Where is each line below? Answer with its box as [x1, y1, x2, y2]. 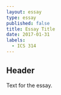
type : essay [6, 15, 36, 21]
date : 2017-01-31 [6, 32, 50, 38]
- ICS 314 [11, 43, 36, 49]
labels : [6, 37, 26, 43]
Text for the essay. [6, 82, 53, 89]
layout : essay [6, 9, 42, 15]
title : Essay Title [6, 26, 56, 32]
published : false [6, 20, 50, 26]
